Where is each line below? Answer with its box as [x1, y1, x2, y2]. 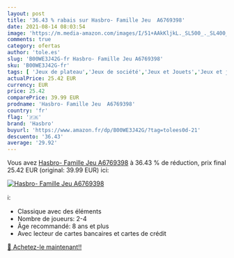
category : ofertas [7, 42, 61, 49]
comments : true [7, 36, 52, 43]
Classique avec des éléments [17, 207, 102, 216]
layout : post [7, 10, 45, 17]
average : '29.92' [7, 140, 58, 147]
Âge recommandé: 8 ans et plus [17, 222, 109, 230]
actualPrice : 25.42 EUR [7, 74, 77, 82]
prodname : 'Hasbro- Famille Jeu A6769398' [7, 101, 136, 108]
